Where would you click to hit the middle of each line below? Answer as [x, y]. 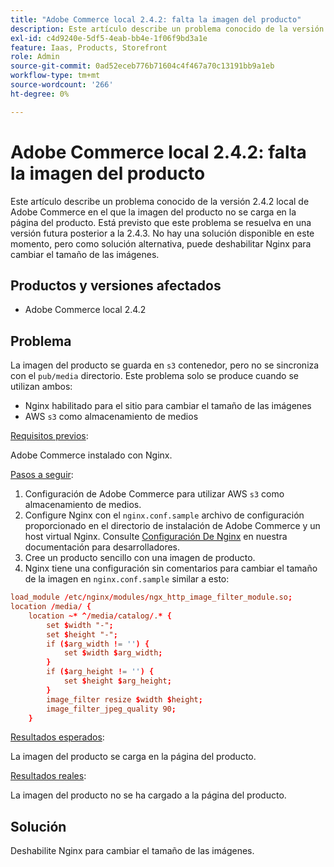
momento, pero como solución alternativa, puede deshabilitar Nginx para [161, 243]
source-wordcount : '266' [62, 85]
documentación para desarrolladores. [102, 547]
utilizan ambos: [41, 387]
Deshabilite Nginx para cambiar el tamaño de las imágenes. [132, 851]
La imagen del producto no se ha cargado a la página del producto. [148, 795]
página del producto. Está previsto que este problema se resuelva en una [161, 222]
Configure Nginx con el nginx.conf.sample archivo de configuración [164, 515]
